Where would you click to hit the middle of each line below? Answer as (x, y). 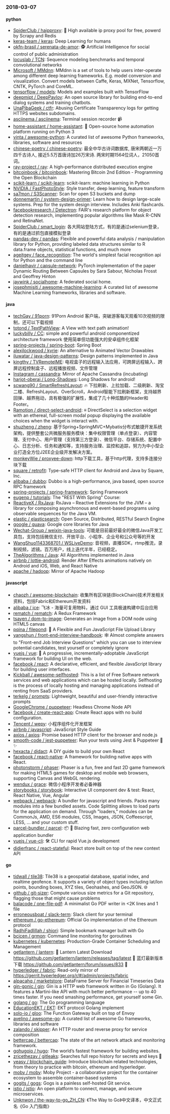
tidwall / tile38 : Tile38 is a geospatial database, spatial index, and (81, 876)
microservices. (29, 1094)
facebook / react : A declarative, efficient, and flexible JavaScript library (87, 664)
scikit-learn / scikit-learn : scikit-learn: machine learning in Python (81, 183)
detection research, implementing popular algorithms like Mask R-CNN (87, 215)
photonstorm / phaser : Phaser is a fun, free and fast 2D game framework (89, 767)
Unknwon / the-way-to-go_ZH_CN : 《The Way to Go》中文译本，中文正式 (87, 1100)
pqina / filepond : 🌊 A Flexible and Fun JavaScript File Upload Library (84, 629)
